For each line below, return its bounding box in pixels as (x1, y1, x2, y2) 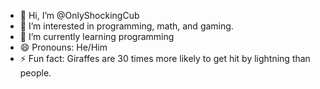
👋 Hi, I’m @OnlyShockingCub (19, 10, 140, 21)
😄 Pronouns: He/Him (19, 41, 108, 53)
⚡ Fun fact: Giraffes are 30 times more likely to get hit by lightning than (19, 53, 311, 64)
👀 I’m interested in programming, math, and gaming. (19, 20, 234, 32)
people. (19, 67, 52, 79)
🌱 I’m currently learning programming (19, 31, 175, 42)
